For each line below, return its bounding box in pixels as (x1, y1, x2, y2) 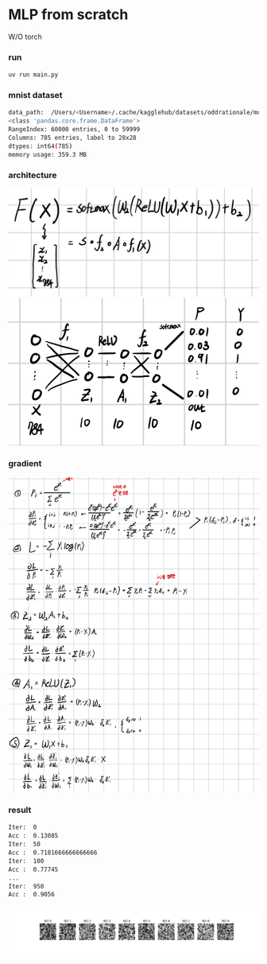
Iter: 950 (8, 882, 44, 890)
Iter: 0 (8, 823, 37, 832)
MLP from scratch (8, 6, 129, 24)
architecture (8, 169, 57, 181)
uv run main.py (8, 71, 59, 79)
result (8, 805, 32, 816)
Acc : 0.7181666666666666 (8, 849, 98, 857)
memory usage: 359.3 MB (8, 150, 87, 158)
